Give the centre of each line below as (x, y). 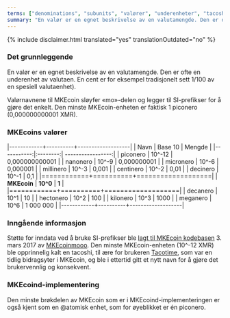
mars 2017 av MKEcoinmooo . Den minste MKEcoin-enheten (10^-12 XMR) (111, 245)
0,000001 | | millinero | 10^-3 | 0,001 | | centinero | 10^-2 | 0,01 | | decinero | (113, 169)
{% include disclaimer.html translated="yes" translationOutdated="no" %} (111, 39)
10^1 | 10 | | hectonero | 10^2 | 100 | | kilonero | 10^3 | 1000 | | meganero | (110, 198)
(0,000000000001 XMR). (42, 114)
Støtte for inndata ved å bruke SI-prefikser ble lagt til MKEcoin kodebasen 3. (115, 238)
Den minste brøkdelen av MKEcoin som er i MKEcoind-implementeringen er (114, 299)
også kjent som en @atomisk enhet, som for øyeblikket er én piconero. (107, 307)
